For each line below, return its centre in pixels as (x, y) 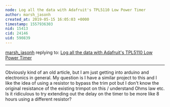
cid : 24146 (17, 33)
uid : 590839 (18, 38)
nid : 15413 (17, 29)
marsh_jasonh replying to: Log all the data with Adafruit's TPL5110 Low (79, 52)
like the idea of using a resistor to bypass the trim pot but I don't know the (82, 83)
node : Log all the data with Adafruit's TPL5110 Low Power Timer (75, 10)
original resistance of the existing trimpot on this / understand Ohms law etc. (85, 88)
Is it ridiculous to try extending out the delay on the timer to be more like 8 (82, 93)
